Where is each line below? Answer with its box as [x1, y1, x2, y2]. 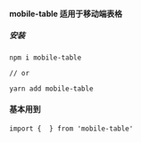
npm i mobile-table [9, 53, 82, 62]
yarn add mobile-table [9, 84, 94, 93]
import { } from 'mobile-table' [9, 124, 134, 133]
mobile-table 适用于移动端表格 [9, 8, 123, 19]
